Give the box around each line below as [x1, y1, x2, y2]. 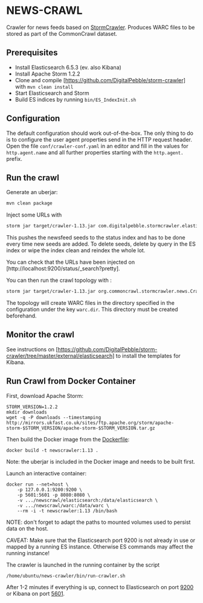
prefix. [6, 155, 23, 162]
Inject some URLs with [6, 211, 62, 218]
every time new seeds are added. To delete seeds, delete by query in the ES [6, 240, 196, 248]
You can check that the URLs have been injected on [6, 258, 135, 266]
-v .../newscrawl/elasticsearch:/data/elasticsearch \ [17, 497, 158, 503]
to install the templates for [115, 352, 181, 359]
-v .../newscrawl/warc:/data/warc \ [17, 503, 110, 509]
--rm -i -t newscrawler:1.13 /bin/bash [17, 507, 118, 514]
